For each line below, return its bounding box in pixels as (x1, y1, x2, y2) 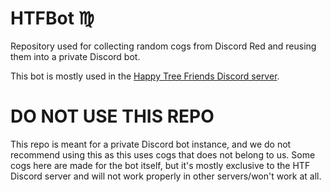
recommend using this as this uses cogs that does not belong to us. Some (10, 148, 316, 161)
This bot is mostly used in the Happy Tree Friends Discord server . (10, 70, 280, 82)
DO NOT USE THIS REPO (10, 105, 215, 128)
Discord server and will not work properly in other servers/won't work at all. (10, 170, 322, 182)
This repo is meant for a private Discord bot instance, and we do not (10, 138, 292, 150)
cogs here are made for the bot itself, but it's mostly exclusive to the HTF (10, 159, 311, 171)
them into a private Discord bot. (10, 50, 141, 62)
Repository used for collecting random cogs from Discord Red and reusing (10, 40, 317, 52)
